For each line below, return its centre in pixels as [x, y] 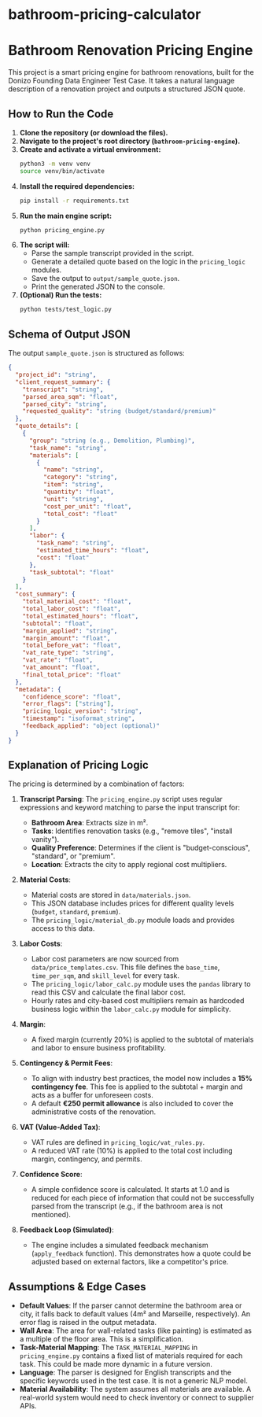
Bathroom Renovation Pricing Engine [131, 51]
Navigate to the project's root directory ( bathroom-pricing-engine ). [130, 141]
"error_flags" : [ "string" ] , [68, 704]
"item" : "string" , [73, 485]
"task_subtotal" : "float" [71, 572]
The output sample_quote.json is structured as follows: [96, 353]
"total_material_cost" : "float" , [77, 602]
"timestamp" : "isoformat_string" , [79, 719]
